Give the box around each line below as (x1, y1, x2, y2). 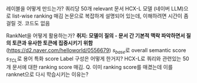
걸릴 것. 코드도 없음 (6, 20, 50, 26)
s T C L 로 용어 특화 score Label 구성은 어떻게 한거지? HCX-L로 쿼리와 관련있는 (6, 55, 182, 63)
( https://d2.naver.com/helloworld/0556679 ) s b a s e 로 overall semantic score (6, 47, 186, 55)
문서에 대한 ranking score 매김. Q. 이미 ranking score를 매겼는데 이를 (12, 63, 173, 70)
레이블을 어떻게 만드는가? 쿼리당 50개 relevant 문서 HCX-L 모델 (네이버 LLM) (6, 5, 184, 12)
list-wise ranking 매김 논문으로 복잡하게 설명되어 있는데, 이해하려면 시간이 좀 (12, 12, 189, 19)
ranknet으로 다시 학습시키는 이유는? (6, 71, 89, 78)
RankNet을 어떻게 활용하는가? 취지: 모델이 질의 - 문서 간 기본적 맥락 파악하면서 (6, 32, 185, 39)
